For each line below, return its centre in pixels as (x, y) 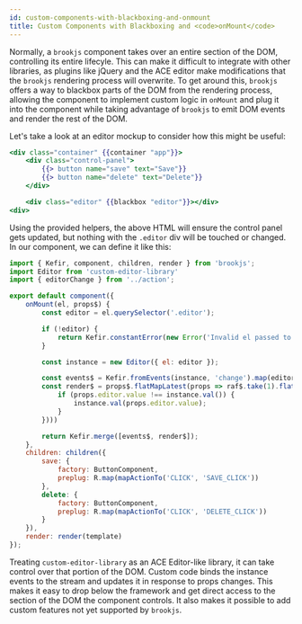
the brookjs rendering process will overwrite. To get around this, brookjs (144, 80)
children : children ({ (66, 453)
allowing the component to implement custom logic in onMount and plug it (144, 99)
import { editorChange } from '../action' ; (92, 280)
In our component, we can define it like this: (90, 246)
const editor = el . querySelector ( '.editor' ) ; (129, 313)
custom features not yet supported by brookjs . (96, 610)
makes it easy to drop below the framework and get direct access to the (142, 591)
